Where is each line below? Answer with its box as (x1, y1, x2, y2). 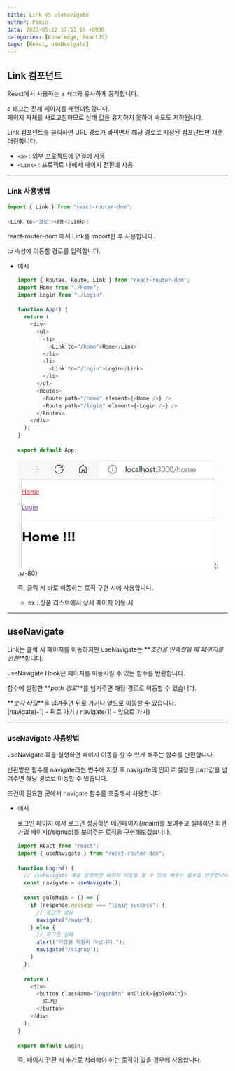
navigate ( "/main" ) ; (36, 916, 93, 924)
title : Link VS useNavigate (7, 11, 90, 18)
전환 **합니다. (7, 654, 44, 662)
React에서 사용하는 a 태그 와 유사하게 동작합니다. (7, 89, 138, 97)
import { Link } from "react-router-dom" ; (7, 203, 133, 210)
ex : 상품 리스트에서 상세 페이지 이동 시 (27, 598, 134, 607)
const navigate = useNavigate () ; (24, 880, 122, 887)
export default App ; (17, 446, 78, 454)
